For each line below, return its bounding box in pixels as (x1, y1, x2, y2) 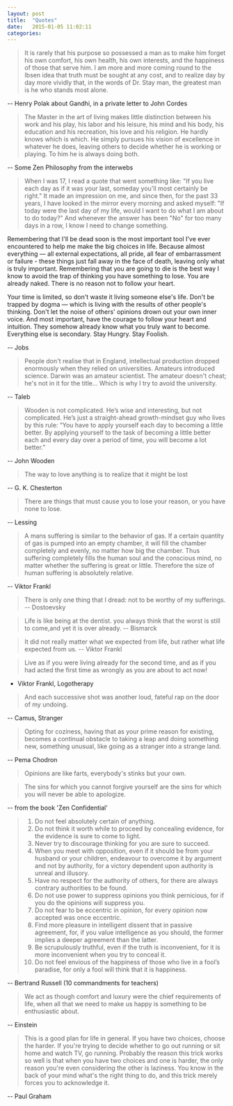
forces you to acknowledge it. (24, 1079, 110, 1087)
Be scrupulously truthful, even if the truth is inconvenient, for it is (34, 943, 220, 952)
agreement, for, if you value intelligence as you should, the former (34, 928, 224, 937)
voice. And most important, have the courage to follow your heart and (7, 315, 207, 324)
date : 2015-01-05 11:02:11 (7, 23, 92, 30)
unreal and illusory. (34, 869, 90, 877)
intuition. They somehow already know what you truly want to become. (7, 322, 211, 331)
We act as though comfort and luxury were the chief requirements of (24, 992, 221, 1001)
